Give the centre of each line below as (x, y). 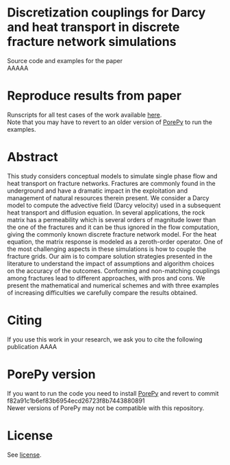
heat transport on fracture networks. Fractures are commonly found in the (111, 183)
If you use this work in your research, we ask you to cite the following (105, 339)
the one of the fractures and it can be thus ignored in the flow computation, (113, 227)
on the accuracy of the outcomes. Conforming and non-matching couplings (114, 271)
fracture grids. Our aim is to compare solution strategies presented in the (110, 256)
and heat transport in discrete (93, 27)
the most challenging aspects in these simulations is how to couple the (107, 249)
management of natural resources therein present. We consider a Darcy (108, 198)
